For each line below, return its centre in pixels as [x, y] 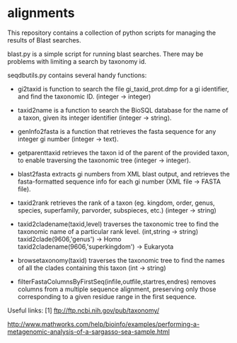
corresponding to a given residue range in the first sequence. [107, 296]
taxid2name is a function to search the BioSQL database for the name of [123, 110]
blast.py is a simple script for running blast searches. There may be [105, 54]
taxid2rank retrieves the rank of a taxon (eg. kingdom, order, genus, [116, 203]
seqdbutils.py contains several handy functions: [77, 75]
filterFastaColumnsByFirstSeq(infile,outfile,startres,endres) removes [117, 281]
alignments [41, 13]
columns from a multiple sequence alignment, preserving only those [117, 289]
